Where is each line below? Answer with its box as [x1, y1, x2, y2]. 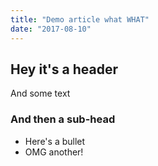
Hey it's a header [10, 61, 118, 78]
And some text [10, 87, 71, 100]
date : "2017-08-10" [10, 24, 92, 34]
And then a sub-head [10, 112, 116, 126]
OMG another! [24, 146, 84, 158]
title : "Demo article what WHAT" [10, 14, 150, 25]
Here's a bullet [24, 135, 86, 147]
